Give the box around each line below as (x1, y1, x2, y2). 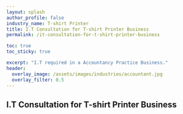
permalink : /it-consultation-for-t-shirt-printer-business (6, 32, 160, 38)
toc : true (6, 43, 32, 49)
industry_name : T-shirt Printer (6, 20, 89, 26)
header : (6, 65, 26, 71)
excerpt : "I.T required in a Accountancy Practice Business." (6, 59, 168, 66)
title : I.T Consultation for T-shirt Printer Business (6, 26, 149, 32)
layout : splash (6, 9, 45, 15)
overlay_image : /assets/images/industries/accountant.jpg (12, 71, 163, 77)
